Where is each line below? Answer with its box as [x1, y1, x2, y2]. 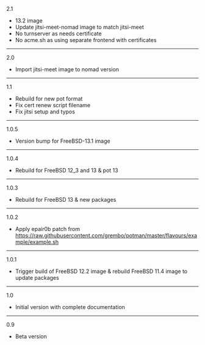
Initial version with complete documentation [15, 304, 125, 310]
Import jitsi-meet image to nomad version [15, 66, 120, 73]
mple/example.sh [15, 238, 59, 246]
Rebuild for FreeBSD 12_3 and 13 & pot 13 [15, 167, 118, 174]
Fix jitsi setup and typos [15, 108, 75, 115]
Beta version [15, 333, 48, 340]
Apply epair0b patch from [15, 226, 81, 232]
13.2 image [15, 17, 43, 24]
